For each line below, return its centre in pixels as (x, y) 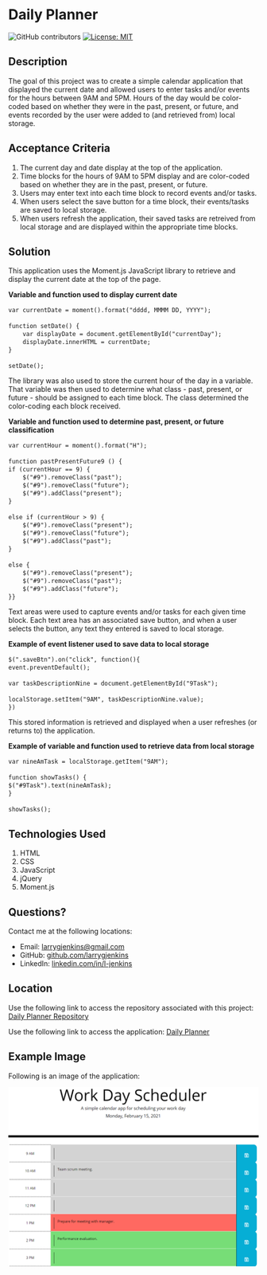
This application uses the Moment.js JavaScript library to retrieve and (122, 271)
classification (31, 430)
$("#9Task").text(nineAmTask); (60, 786)
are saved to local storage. (63, 209)
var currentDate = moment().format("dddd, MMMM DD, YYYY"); (110, 311)
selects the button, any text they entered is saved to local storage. (116, 629)
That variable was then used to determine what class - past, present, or (125, 389)
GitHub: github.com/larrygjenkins (74, 955)
